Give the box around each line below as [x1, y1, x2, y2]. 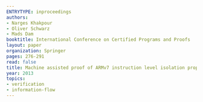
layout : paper [6, 43, 42, 49]
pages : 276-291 [6, 53, 45, 59]
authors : [6, 14, 28, 20]
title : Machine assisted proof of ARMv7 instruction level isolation [6, 64, 185, 71]
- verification [6, 82, 45, 88]
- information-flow [6, 87, 56, 93]
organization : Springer [6, 48, 66, 54]
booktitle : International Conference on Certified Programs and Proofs [6, 37, 190, 43]
